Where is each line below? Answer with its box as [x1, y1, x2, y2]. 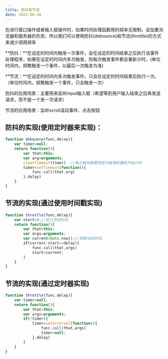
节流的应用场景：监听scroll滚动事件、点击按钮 [5, 107, 100, 113]
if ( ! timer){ [23, 316, 49, 321]
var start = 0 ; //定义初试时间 [14, 217, 69, 222]
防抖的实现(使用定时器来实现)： [5, 123, 103, 131]
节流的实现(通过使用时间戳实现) [5, 199, 103, 207]
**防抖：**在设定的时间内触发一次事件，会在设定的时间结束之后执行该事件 [5, 50, 159, 56]
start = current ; [32, 250, 64, 255]
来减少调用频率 [5, 39, 36, 45]
